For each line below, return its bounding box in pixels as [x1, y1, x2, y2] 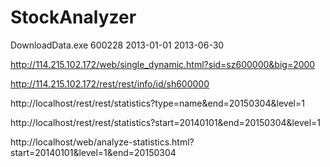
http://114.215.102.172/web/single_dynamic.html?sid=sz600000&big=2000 [10, 58, 316, 70]
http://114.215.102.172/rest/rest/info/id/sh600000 [10, 77, 210, 90]
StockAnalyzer [10, 6, 137, 29]
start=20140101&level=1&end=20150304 [10, 146, 177, 158]
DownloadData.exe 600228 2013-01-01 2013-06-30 [10, 39, 225, 51]
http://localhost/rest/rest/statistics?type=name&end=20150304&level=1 [10, 97, 305, 109]
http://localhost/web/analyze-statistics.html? [10, 136, 195, 148]
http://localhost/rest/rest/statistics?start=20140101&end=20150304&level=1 [10, 116, 322, 128]
